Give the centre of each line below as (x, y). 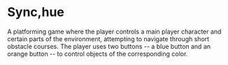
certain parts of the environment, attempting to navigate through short (108, 38)
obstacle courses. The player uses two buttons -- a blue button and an (109, 46)
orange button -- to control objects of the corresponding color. (98, 54)
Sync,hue (36, 12)
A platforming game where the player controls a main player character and (114, 31)
